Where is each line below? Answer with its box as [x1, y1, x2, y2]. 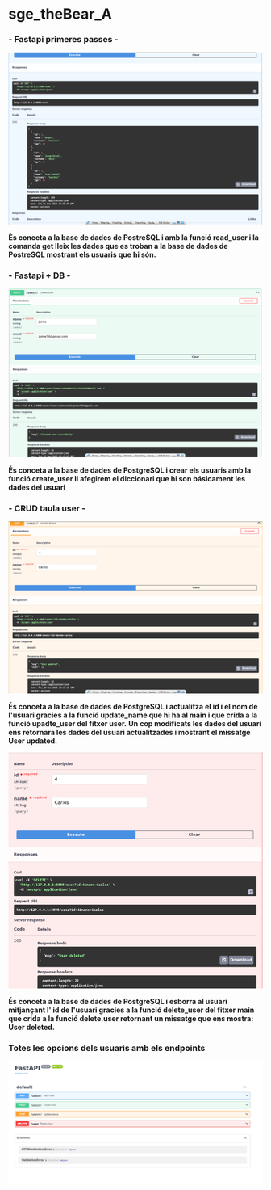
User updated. [8, 736, 58, 746]
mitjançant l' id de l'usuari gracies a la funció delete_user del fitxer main [8, 1005, 255, 1015]
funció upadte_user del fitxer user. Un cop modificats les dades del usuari [8, 719, 262, 729]
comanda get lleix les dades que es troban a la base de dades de [8, 242, 228, 251]
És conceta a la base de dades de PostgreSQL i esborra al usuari [8, 996, 227, 1006]
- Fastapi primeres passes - [8, 34, 119, 45]
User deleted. [8, 1022, 55, 1032]
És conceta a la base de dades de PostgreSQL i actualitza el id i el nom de [8, 702, 258, 712]
